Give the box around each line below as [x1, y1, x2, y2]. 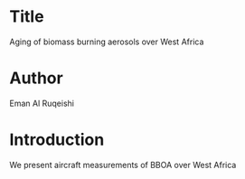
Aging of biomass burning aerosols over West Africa [9, 36, 204, 47]
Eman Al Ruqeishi [9, 98, 75, 108]
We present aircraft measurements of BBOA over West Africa [9, 159, 237, 170]
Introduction [9, 129, 105, 150]
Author [9, 68, 63, 89]
